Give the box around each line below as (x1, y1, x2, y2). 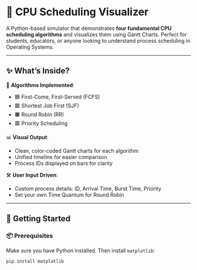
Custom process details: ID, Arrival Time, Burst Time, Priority (14, 185, 162, 192)
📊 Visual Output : (6, 133, 49, 140)
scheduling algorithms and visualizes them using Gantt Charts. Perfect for (6, 31, 187, 38)
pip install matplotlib (6, 258, 64, 265)
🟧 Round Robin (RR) (14, 111, 64, 118)
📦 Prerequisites (6, 232, 53, 240)
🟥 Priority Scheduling (14, 120, 68, 127)
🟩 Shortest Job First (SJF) (14, 102, 79, 109)
